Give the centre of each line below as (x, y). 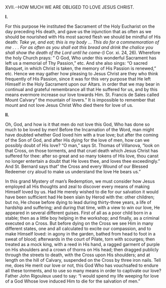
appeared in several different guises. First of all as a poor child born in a (79, 213)
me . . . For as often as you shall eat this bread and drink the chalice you (79, 47)
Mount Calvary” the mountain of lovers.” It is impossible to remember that (80, 100)
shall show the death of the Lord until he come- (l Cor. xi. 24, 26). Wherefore (83, 52)
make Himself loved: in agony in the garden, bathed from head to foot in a (81, 234)
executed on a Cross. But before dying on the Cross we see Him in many (79, 223)
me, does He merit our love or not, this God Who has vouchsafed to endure (82, 265)
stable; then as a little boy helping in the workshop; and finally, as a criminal (82, 218)
